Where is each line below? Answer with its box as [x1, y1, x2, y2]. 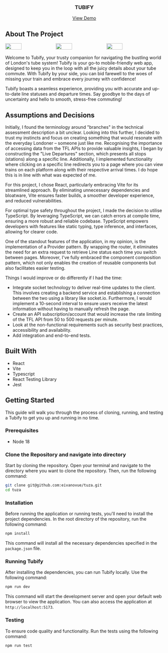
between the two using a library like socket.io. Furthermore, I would [12, 295, 152, 301]
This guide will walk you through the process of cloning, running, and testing [5, 409, 163, 415]
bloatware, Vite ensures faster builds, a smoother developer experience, [5, 192, 154, 198]
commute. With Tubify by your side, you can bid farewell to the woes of [5, 71, 153, 77]
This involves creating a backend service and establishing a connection [12, 290, 160, 296]
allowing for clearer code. [5, 229, 58, 235]
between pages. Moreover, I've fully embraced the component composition [5, 254, 161, 260]
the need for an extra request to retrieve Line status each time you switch [5, 249, 157, 255]
